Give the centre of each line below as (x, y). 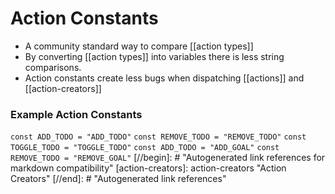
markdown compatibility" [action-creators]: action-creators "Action (148, 168)
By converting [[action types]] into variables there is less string (154, 56)
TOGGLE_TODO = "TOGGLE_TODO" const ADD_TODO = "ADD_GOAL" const (145, 148)
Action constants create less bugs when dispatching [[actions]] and (164, 78)
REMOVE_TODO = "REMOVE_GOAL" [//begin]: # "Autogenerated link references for (168, 158)
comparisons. (53, 67)
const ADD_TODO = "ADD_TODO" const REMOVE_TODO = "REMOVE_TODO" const (158, 137)
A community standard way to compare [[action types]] (139, 46)
